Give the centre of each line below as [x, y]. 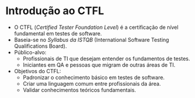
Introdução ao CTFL [55, 11]
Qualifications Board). [40, 46]
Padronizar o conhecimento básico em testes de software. [94, 77]
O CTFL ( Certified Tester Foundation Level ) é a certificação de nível [96, 27]
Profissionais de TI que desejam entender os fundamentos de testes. [106, 58]
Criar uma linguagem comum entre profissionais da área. [92, 83]
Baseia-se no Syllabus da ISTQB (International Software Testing [91, 40]
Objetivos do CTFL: [37, 71]
